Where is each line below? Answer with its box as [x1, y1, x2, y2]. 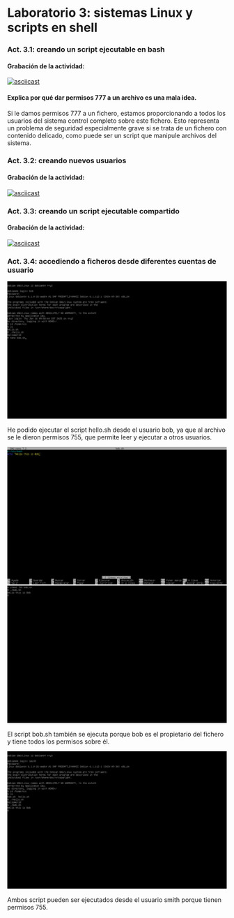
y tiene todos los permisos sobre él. [7, 737, 110, 746]
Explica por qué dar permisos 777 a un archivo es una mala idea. [7, 93, 197, 102]
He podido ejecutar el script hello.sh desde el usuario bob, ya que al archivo [7, 426, 226, 434]
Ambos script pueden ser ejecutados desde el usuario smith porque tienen [7, 896, 221, 904]
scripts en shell [7, 20, 97, 36]
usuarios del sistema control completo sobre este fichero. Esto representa [7, 116, 219, 125]
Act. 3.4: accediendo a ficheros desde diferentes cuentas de [7, 256, 217, 266]
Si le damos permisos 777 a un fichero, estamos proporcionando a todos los [7, 109, 226, 117]
